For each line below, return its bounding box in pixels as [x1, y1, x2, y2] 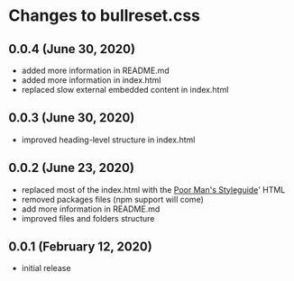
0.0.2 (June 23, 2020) [8, 160, 134, 176]
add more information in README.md [21, 204, 161, 214]
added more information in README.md [21, 65, 170, 76]
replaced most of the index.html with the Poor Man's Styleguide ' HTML [21, 184, 286, 195]
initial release [21, 263, 71, 274]
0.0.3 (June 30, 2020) [8, 110, 135, 126]
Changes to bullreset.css [8, 5, 200, 26]
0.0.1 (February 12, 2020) [8, 240, 152, 255]
